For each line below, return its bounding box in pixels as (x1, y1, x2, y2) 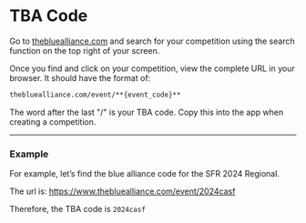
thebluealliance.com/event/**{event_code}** (9, 90, 181, 99)
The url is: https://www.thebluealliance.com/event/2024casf (9, 186, 236, 197)
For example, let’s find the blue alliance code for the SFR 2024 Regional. (9, 168, 280, 179)
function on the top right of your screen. (9, 45, 160, 56)
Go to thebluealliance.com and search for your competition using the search (9, 35, 295, 46)
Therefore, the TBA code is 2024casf (9, 204, 146, 215)
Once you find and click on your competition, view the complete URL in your (9, 63, 295, 74)
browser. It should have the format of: (9, 72, 151, 83)
